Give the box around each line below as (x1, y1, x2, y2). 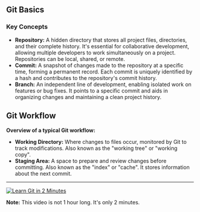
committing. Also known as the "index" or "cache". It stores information (14, 164, 190, 171)
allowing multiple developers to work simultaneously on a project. (14, 49, 176, 56)
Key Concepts (6, 23, 48, 31)
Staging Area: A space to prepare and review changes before (14, 157, 167, 164)
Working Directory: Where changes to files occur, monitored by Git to (14, 138, 187, 145)
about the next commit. (14, 170, 72, 177)
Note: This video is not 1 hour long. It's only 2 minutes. (6, 198, 140, 205)
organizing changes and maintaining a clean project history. (14, 93, 162, 100)
